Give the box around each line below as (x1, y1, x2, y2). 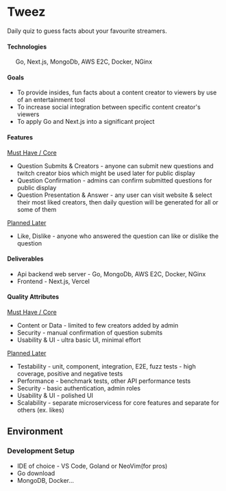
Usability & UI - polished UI (16, 391, 94, 399)
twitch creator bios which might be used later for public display (16, 169, 195, 177)
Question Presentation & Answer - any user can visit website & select (16, 191, 212, 199)
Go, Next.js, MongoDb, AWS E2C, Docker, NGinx (15, 57, 153, 66)
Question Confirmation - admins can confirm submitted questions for (16, 176, 212, 185)
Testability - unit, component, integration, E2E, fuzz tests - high (16, 362, 197, 370)
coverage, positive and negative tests (16, 369, 123, 377)
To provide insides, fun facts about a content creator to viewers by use (16, 88, 217, 96)
